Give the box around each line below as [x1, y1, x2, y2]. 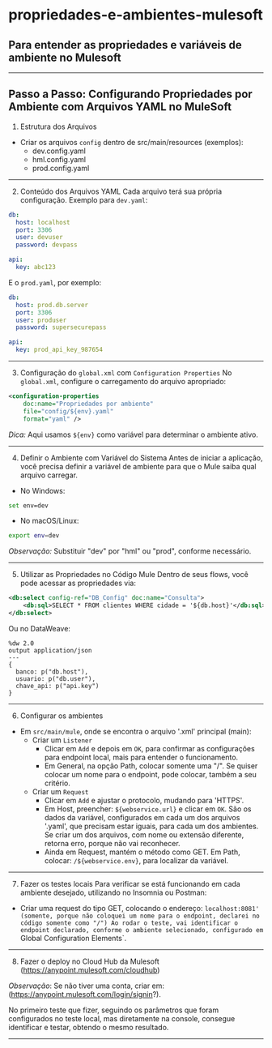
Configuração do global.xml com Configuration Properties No [19, 368, 232, 378]
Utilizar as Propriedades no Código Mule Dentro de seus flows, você [19, 570, 249, 580]
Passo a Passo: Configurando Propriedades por [8, 88, 253, 101]
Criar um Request [32, 786, 89, 796]
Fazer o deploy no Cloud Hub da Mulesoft [19, 956, 159, 966]
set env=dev [8, 501, 49, 510]
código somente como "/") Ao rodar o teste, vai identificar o [19, 918, 239, 927]
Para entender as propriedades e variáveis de [8, 38, 243, 52]
